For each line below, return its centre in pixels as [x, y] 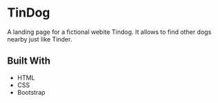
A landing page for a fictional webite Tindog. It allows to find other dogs [109, 32]
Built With [29, 61]
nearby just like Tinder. [40, 39]
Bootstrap [31, 92]
